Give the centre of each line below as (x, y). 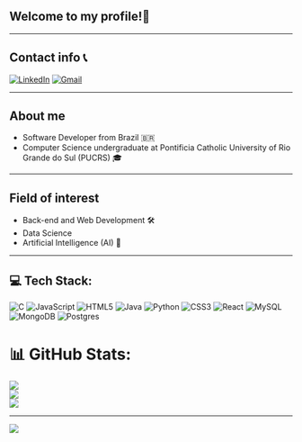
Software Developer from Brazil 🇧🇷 (89, 138)
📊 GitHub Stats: (71, 354)
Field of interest (54, 198)
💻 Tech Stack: (51, 280)
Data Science (47, 233)
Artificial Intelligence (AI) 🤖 (71, 243)
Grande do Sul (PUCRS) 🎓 (72, 158)
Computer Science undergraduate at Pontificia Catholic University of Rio (156, 148)
